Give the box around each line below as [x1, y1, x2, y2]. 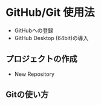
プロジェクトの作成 [5, 54, 77, 64]
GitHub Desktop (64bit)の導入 [14, 34, 89, 41]
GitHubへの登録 [14, 27, 54, 34]
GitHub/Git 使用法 [5, 5, 95, 19]
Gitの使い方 [5, 89, 49, 100]
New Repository [14, 70, 55, 78]
